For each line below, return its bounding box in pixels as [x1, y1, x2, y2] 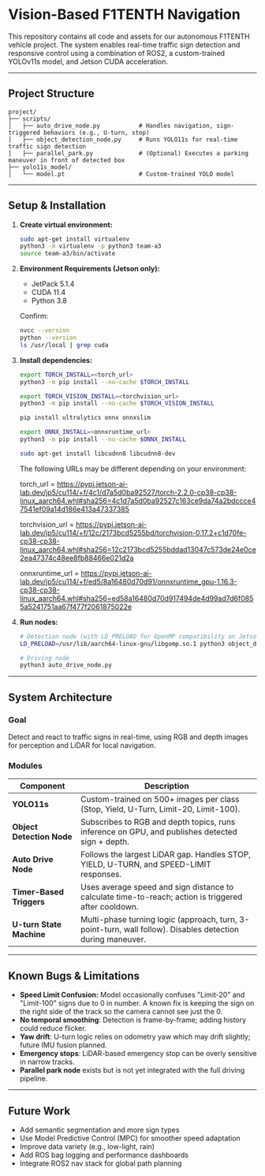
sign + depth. [80, 836, 130, 847]
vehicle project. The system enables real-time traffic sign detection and [8, 39, 241, 49]
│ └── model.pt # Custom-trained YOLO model [8, 170, 235, 178]
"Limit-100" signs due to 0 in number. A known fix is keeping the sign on [19, 999, 255, 1008]
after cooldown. [80, 902, 140, 913]
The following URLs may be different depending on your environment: [19, 464, 247, 473]
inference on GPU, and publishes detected [80, 827, 238, 838]
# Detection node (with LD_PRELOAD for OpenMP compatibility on [19, 633, 236, 640]
